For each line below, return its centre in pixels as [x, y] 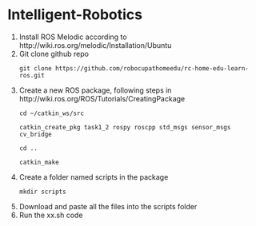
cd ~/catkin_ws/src [52, 113]
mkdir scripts [42, 192]
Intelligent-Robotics [75, 15]
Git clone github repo [54, 54]
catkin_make [39, 162]
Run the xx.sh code [51, 215]
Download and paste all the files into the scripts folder [108, 206]
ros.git [32, 75]
